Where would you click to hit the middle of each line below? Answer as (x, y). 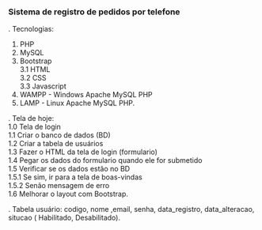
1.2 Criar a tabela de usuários (56, 144)
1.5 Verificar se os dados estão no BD (69, 169)
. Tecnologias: (31, 29)
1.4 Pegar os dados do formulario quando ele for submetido (105, 160)
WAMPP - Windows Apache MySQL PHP (86, 95)
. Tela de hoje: (31, 119)
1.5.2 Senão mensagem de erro (59, 186)
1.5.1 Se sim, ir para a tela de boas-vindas (75, 177)
